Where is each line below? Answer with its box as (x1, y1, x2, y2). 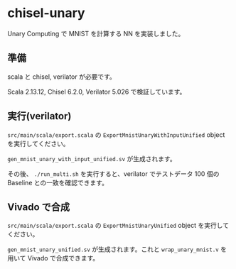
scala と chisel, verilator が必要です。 (7, 72, 116, 81)
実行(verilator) (7, 110, 72, 122)
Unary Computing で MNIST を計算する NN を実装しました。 (7, 29, 185, 38)
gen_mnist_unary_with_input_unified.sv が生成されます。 (7, 154, 176, 163)
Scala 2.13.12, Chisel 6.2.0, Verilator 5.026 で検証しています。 (7, 87, 186, 96)
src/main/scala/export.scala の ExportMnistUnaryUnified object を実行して (7, 221, 230, 230)
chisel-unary (7, 5, 85, 21)
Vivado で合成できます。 (27, 254, 100, 263)
